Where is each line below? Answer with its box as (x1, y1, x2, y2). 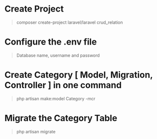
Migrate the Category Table (4, 113, 117, 124)
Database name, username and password (16, 52, 100, 58)
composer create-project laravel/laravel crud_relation (16, 19, 123, 25)
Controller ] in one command (4, 80, 122, 91)
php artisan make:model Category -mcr (16, 95, 95, 101)
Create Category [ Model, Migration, (4, 69, 153, 80)
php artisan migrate (16, 128, 56, 134)
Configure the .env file (4, 36, 97, 47)
